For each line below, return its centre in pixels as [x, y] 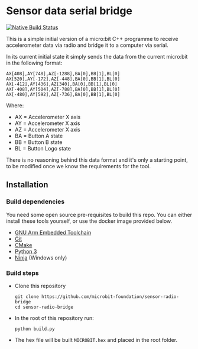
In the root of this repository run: [54, 318]
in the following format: [34, 63]
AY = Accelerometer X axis [47, 123]
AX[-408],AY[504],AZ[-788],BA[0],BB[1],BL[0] [63, 89]
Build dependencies [35, 201]
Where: [15, 105]
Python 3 [26, 251]
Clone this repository [40, 286]
